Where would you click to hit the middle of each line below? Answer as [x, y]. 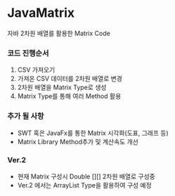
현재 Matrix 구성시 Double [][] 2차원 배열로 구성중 [86, 176]
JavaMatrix [41, 13]
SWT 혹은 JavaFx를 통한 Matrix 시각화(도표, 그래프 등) [93, 133]
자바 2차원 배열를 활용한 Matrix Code [59, 33]
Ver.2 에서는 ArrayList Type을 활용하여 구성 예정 [85, 185]
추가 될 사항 [26, 116]
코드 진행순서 [28, 53]
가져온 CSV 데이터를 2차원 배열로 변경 [70, 79]
